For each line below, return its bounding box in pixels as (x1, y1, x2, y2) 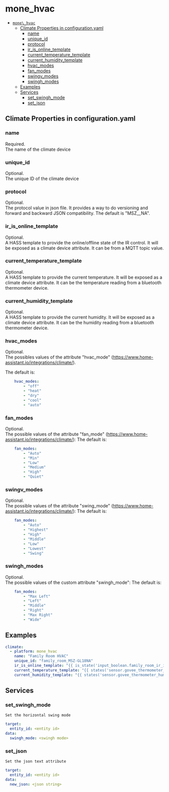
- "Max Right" (23, 612, 53, 618)
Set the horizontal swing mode (5, 713, 71, 718)
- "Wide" (23, 617, 42, 622)
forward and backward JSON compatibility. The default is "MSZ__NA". (5, 210, 150, 216)
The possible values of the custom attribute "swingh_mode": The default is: (5, 579, 162, 585)
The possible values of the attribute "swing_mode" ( (5, 503, 113, 509)
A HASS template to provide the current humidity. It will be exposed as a (5, 314, 155, 320)
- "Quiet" (23, 474, 44, 479)
